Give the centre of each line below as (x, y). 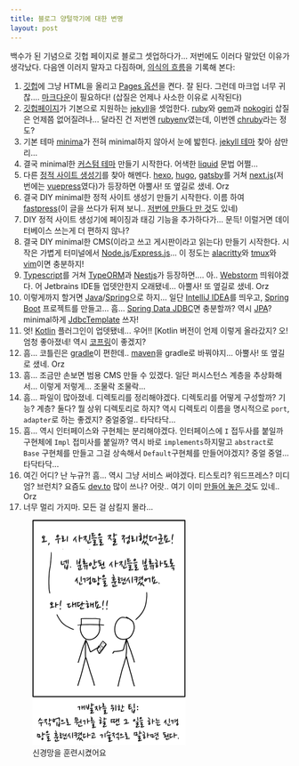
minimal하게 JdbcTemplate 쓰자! (81, 319)
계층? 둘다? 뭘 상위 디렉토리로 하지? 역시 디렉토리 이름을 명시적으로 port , (163, 408)
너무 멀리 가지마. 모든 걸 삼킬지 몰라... (88, 506)
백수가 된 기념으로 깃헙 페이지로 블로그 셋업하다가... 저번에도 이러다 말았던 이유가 (150, 56)
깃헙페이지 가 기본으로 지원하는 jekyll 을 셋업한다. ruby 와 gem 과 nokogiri (148, 108)
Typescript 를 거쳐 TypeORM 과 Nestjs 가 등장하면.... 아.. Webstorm (141, 275)
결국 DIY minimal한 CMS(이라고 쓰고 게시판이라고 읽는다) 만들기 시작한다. (151, 241)
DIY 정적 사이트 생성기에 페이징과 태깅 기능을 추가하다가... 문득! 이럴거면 (148, 219)
